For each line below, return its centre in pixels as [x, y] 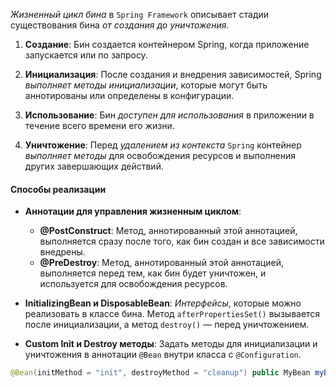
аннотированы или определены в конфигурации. [129, 95]
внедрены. [62, 252]
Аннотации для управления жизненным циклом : [133, 211]
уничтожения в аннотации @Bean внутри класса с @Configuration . [163, 355]
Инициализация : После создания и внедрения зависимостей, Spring [173, 74]
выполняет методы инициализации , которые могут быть [146, 85]
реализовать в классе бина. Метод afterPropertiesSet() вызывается [172, 314]
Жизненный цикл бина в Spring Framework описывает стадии [140, 14]
